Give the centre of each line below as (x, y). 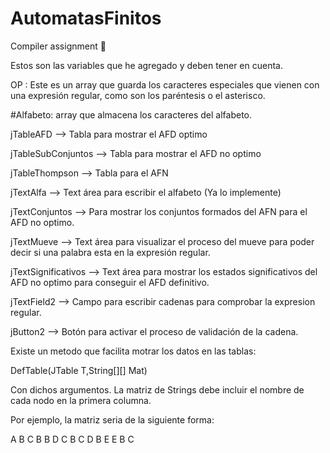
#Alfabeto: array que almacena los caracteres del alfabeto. (131, 114)
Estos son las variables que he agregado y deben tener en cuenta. (146, 65)
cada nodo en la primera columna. (81, 400)
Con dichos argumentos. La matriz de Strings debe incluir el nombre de (157, 389)
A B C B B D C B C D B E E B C (72, 439)
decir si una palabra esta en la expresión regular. (110, 252)
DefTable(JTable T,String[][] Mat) (79, 370)
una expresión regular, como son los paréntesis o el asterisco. (138, 95)
